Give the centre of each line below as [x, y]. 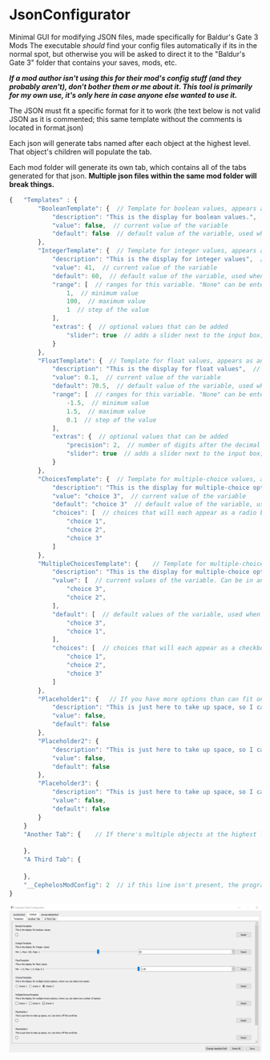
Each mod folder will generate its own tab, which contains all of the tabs [128, 167]
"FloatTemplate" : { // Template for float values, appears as [145, 361]
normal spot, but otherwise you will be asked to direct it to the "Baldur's [127, 54]
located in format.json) [46, 127]
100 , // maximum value [106, 301]
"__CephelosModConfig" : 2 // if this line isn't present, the [131, 885]
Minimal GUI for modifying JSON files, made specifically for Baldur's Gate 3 [134, 37]
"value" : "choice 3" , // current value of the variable [149, 496]
